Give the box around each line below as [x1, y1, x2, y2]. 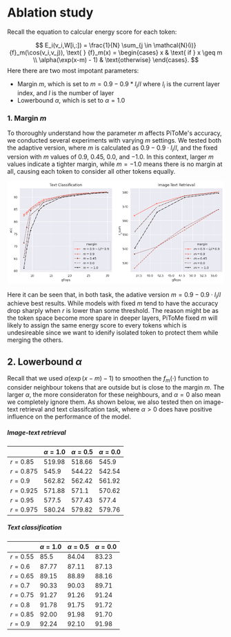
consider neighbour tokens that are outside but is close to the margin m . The [7, 383, 225, 392]
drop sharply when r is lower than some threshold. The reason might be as [7, 307, 219, 315]
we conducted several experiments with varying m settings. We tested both [7, 136, 222, 145]
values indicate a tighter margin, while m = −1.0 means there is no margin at [7, 160, 223, 168]
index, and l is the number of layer [17, 88, 114, 97]
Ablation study [7, 5, 94, 21]
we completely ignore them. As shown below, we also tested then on [7, 398, 202, 406]
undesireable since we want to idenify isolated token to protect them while [7, 329, 219, 337]
